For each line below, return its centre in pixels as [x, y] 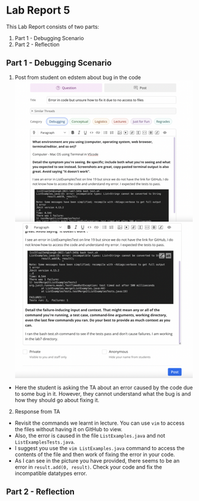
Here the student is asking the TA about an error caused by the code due [104, 387]
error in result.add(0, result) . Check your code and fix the [88, 467]
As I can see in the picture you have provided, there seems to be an [97, 460]
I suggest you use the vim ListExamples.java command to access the [99, 448]
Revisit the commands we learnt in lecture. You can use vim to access [99, 423]
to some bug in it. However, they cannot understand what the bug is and [103, 393]
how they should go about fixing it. [57, 400]
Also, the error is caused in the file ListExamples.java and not [90, 435]
